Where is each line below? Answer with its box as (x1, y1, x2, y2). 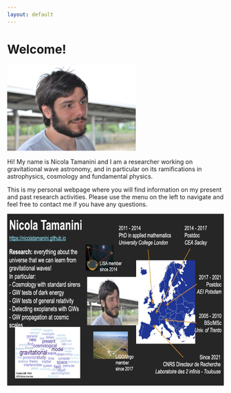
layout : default (7, 11, 54, 18)
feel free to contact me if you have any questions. (7, 200, 148, 208)
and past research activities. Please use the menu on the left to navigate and (7, 192, 224, 201)
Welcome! (7, 41, 67, 57)
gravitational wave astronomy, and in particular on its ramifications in (7, 165, 202, 173)
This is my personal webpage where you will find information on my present (7, 186, 222, 194)
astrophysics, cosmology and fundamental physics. (7, 172, 153, 180)
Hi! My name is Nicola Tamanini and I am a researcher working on (7, 157, 193, 166)
